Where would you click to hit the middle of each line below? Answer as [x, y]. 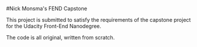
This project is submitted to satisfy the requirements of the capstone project [98, 20]
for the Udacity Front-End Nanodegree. [54, 26]
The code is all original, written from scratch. [60, 37]
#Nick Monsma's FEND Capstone [47, 9]
